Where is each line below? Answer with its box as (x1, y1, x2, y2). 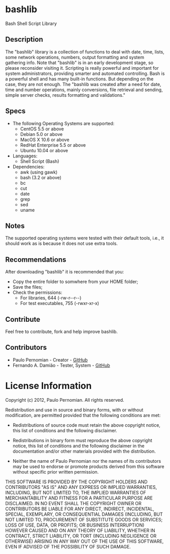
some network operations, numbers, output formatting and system (5, 54, 145, 60)
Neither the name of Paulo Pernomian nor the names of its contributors (12, 458, 161, 464)
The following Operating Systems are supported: (12, 120, 115, 126)
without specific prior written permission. (12, 468, 99, 475)
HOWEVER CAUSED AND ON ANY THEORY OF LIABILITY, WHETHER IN (5, 527, 156, 533)
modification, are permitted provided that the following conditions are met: (5, 412, 161, 418)
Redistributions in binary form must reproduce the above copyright (12, 437, 152, 444)
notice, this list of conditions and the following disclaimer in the (12, 442, 145, 449)
